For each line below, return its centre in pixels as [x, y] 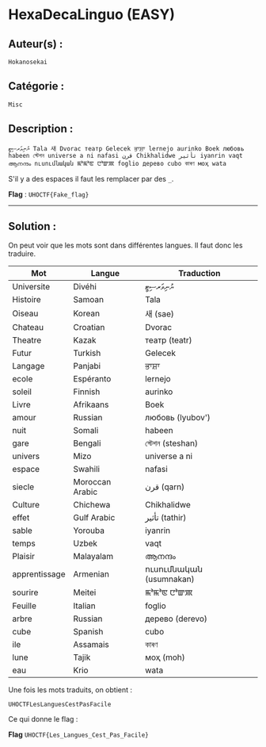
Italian [85, 606]
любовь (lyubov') [178, 418]
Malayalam [93, 557]
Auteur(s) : [36, 44]
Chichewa [92, 505]
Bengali [87, 443]
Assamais [91, 645]
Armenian [91, 574]
